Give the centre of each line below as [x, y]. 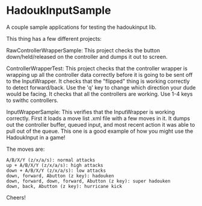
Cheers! [16, 197]
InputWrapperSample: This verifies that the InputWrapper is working [91, 112]
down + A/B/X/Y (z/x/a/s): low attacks [56, 171]
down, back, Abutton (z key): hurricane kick [64, 186]
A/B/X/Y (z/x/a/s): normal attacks [51, 160]
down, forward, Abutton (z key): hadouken [60, 176]
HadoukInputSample [59, 11]
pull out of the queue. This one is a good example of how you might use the [100, 131]
